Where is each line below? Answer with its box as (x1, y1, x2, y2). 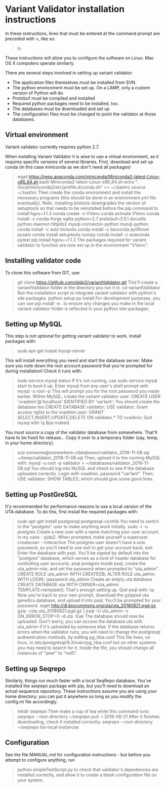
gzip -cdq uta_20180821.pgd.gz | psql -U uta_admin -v (17, 608, 129, 614)
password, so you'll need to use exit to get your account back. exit (17, 545, 153, 551)
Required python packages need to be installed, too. (12, 100, 119, 106)
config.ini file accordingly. (5, 699, 58, 705)
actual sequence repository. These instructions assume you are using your (5, 688, 157, 694)
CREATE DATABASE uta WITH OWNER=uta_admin (17, 582, 119, 588)
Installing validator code (5, 256, 82, 265)
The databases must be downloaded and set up (12, 106, 110, 112)
